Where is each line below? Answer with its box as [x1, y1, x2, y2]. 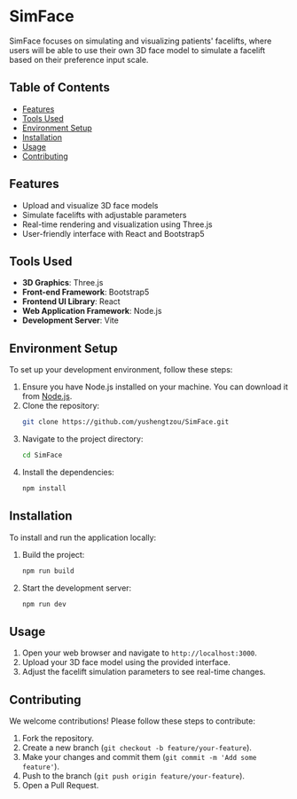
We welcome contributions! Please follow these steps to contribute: [9, 716, 255, 726]
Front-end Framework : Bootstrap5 [21, 286, 150, 298]
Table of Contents [9, 80, 111, 95]
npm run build [21, 566, 74, 576]
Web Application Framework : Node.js [21, 306, 162, 317]
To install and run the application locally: [9, 532, 157, 543]
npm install [21, 483, 66, 493]
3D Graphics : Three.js [21, 278, 104, 288]
